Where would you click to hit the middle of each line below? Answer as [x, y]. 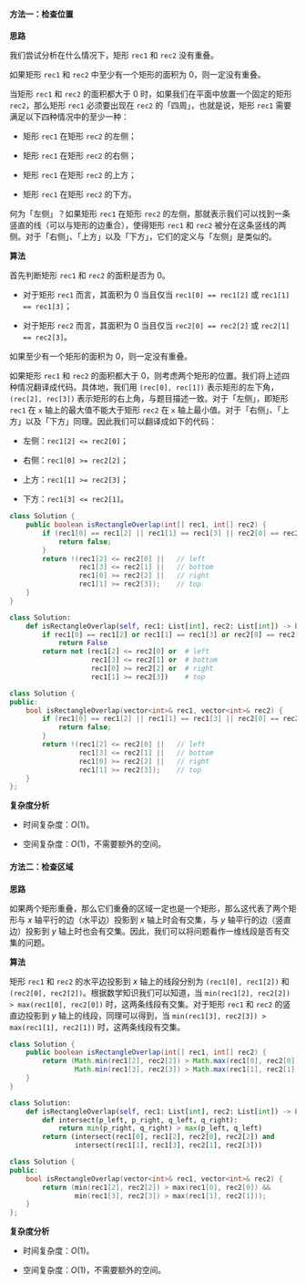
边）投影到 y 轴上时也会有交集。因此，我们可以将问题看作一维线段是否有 [146, 931]
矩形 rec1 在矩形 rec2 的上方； [79, 175]
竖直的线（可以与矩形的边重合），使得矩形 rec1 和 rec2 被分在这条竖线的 [144, 225]
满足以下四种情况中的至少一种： [69, 117]
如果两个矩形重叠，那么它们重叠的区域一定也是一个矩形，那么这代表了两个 [149, 908]
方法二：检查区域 [41, 866]
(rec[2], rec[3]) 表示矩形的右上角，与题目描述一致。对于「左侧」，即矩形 [149, 399]
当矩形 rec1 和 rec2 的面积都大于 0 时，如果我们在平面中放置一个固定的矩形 [151, 94]
